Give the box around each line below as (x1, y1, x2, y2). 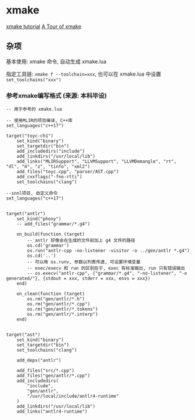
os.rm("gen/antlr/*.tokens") (27, 307, 98, 312)
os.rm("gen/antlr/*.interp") (27, 311, 98, 318)
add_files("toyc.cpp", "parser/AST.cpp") (16, 169, 119, 175)
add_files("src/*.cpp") (16, 368, 75, 374)
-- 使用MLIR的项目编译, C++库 (6, 118, 73, 123)
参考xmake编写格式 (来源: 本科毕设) (6, 91, 107, 99)
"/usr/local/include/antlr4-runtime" (27, 393, 119, 400)
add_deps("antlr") (16, 357, 61, 363)
